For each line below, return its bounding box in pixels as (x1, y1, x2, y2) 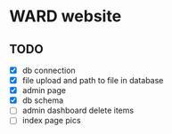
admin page (21, 85, 67, 96)
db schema (21, 95, 64, 106)
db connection (21, 65, 76, 75)
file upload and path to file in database (21, 75, 164, 86)
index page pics (21, 115, 82, 126)
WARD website (9, 6, 122, 27)
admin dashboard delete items (21, 105, 135, 116)
